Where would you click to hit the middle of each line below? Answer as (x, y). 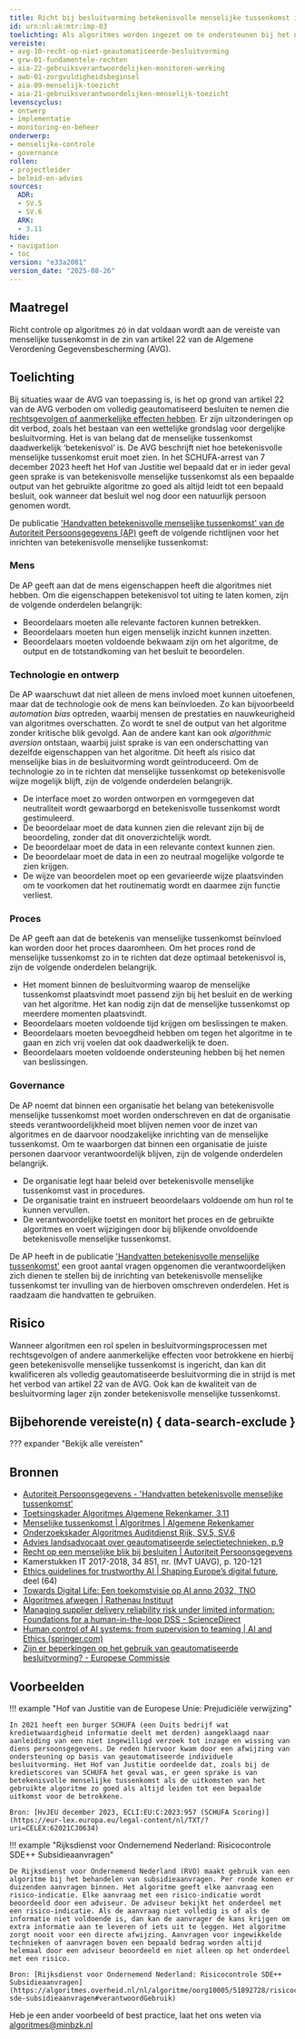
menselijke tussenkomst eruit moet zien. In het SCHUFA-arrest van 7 (138, 457)
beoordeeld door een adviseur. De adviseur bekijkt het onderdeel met (146, 1903)
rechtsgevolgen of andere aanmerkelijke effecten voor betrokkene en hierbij (152, 1355)
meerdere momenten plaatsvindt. (84, 1014)
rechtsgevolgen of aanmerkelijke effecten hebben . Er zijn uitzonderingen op (151, 418)
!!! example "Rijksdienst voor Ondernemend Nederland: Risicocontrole (140, 1845)
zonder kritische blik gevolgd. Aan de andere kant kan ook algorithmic (141, 733)
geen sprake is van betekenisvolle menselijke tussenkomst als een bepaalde (152, 476)
